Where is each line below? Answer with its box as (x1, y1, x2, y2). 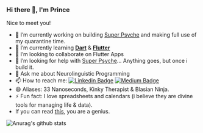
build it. (15, 63, 34, 71)
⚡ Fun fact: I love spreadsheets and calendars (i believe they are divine (15, 93, 193, 100)
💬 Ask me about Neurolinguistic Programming (15, 70, 130, 77)
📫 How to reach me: (15, 77, 68, 84)
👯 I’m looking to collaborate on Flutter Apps (15, 51, 124, 58)
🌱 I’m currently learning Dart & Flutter (15, 44, 110, 51)
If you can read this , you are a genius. (15, 108, 110, 115)
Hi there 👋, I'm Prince (6, 5, 70, 14)
